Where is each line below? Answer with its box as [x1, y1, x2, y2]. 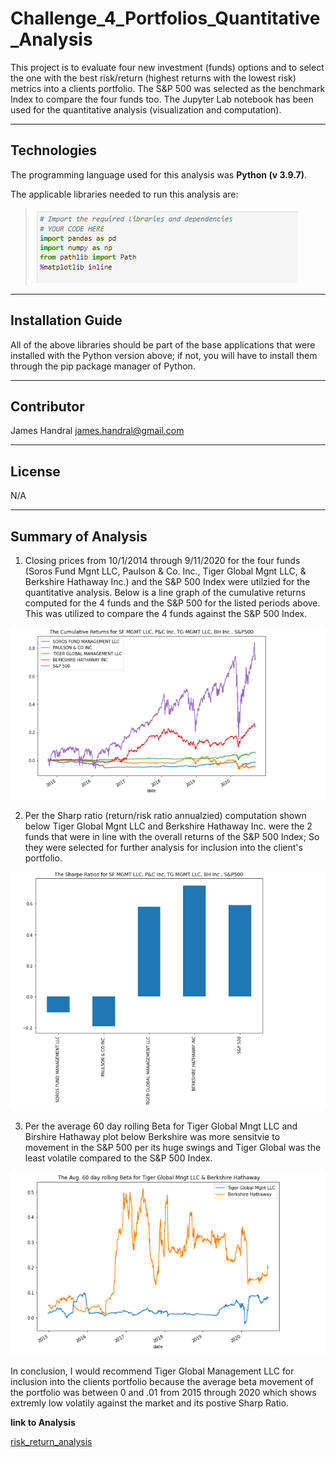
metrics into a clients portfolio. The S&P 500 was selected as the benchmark [10, 82, 326, 94]
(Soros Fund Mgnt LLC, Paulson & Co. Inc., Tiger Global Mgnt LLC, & [24, 565, 307, 577]
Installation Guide [10, 312, 123, 329]
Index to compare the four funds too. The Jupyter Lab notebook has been [10, 93, 314, 105]
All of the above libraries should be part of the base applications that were [10, 338, 316, 351]
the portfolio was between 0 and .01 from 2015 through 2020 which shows [10, 1386, 317, 1398]
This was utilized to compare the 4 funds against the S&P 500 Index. [24, 608, 308, 619]
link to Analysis [10, 1416, 76, 1428]
